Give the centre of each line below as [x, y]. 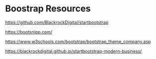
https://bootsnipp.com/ [29, 32]
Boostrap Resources [48, 9]
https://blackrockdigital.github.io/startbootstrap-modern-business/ [74, 51]
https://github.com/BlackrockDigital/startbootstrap [57, 22]
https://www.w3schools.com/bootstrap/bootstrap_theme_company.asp [78, 41]
